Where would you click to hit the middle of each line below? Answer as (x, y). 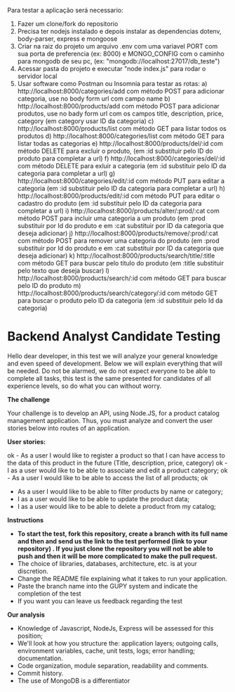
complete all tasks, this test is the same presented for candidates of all (109, 378)
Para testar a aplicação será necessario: (66, 10)
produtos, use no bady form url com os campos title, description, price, (120, 113)
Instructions (26, 520)
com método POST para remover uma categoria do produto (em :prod (118, 241)
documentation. (40, 658)
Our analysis (26, 615)
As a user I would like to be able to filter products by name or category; (120, 491)
